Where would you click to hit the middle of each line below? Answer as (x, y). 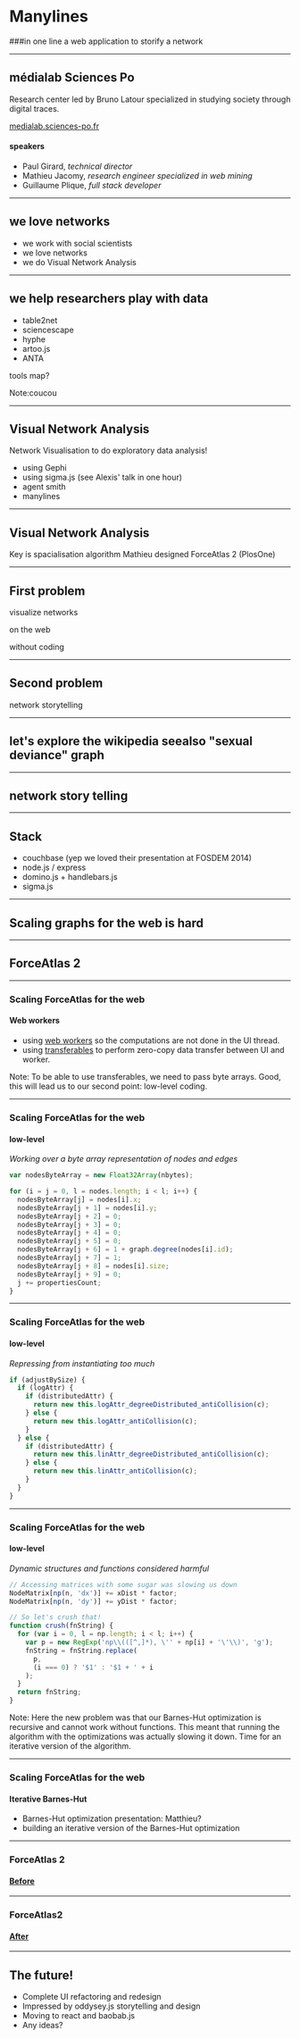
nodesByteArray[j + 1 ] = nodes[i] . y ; (87, 1208)
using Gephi (44, 468)
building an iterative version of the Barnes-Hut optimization (131, 1828)
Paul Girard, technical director (77, 166)
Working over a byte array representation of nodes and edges (124, 1159)
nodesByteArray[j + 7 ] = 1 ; (70, 1258)
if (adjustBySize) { (48, 1380)
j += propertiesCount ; (59, 1283)
